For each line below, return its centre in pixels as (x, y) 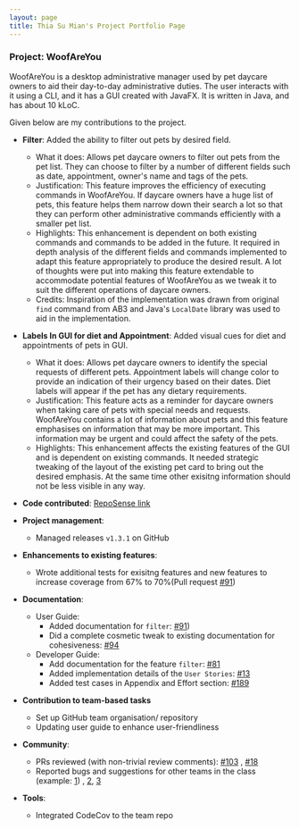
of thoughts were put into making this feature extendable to (145, 271)
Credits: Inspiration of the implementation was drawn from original (157, 299)
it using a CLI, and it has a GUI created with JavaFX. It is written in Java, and (149, 96)
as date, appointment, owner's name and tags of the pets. (142, 176)
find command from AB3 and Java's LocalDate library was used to (158, 308)
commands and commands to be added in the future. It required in (158, 242)
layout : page (33, 17)
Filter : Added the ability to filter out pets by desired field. (127, 139)
